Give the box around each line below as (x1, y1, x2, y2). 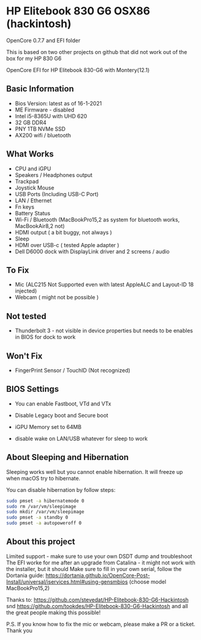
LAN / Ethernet (14, 197, 52, 204)
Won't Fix (6, 351, 43, 361)
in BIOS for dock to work (14, 333, 76, 341)
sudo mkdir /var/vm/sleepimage (6, 509, 85, 515)
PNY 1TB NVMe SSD (14, 125, 66, 133)
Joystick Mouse (14, 184, 55, 191)
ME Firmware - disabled (14, 106, 74, 113)
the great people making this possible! (6, 609, 101, 616)
